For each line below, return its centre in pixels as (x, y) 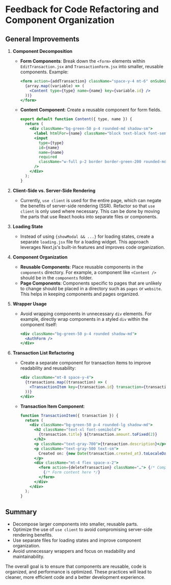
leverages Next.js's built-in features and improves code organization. (93, 247)
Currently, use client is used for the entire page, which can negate (91, 200)
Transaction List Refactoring (44, 353)
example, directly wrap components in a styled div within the (84, 319)
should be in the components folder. (56, 277)
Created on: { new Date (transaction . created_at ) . (91, 453)
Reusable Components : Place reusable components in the (82, 267)
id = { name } (49, 148)
